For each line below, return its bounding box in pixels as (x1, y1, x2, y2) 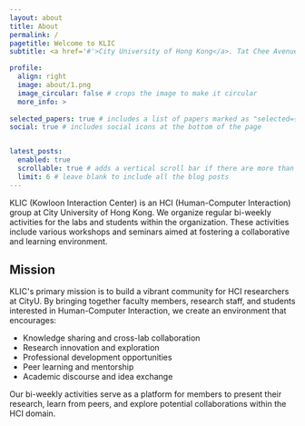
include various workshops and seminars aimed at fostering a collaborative (9, 226, 290, 237)
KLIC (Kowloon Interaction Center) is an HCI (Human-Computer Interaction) (9, 197, 291, 208)
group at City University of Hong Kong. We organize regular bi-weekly (9, 206, 272, 218)
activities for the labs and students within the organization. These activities (9, 216, 290, 227)
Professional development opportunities (22, 352, 172, 363)
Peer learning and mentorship (22, 362, 134, 372)
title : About (9, 22, 59, 31)
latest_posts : (9, 147, 64, 156)
